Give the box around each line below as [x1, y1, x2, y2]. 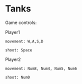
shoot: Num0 [5, 74, 30, 80]
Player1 [5, 29, 20, 35]
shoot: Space [5, 47, 32, 52]
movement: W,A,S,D [5, 38, 43, 44]
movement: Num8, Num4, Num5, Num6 [5, 66, 77, 71]
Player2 [5, 56, 21, 62]
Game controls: [5, 19, 37, 25]
